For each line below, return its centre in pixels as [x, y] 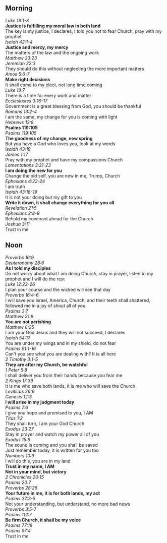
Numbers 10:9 [20, 455]
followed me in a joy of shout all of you [45, 306]
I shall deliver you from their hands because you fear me [64, 375]
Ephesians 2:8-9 [22, 213]
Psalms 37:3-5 [20, 498]
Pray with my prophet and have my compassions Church [64, 160]
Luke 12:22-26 [20, 284]
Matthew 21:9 [19, 316]
